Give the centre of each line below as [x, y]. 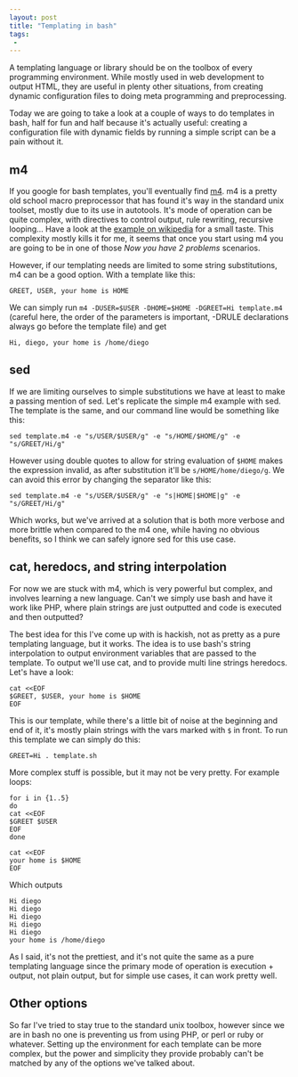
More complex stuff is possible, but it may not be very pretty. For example [145, 772]
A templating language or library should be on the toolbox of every [131, 68]
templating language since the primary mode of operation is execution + [141, 966]
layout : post [33, 17]
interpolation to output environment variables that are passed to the [133, 653]
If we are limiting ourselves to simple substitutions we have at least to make [147, 391]
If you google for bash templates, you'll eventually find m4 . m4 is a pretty [143, 192]
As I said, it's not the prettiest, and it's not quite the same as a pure [132, 956]
